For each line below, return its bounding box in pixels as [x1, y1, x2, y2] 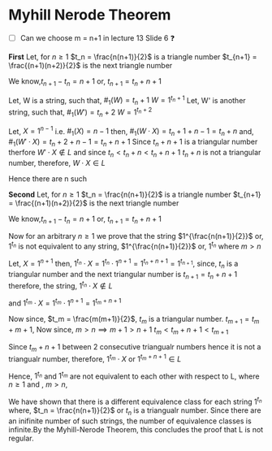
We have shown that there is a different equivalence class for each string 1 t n [8, 396, 262, 407]
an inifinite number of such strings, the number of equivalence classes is [8, 416, 252, 426]
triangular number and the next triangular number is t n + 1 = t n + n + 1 [8, 269, 238, 281]
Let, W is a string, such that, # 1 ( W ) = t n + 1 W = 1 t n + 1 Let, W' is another [8, 93, 246, 107]
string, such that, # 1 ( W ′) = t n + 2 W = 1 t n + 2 [8, 106, 153, 119]
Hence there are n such [8, 173, 88, 184]
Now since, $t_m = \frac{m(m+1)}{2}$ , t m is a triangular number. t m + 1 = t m [8, 314, 260, 326]
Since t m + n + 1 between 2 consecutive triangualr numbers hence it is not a [8, 342, 261, 354]
